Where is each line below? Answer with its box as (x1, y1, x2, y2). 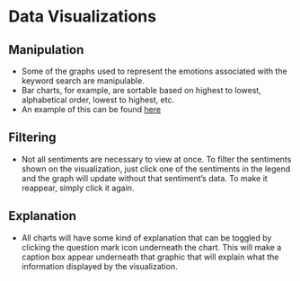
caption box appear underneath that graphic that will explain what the (21, 251, 279, 262)
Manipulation (8, 42, 84, 57)
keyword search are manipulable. (21, 75, 145, 86)
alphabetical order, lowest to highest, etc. (21, 94, 175, 105)
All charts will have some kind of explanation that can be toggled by (21, 232, 272, 243)
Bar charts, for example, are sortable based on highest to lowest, (21, 85, 261, 95)
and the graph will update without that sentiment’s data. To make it (21, 172, 269, 183)
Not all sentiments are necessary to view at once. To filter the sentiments (21, 154, 292, 164)
